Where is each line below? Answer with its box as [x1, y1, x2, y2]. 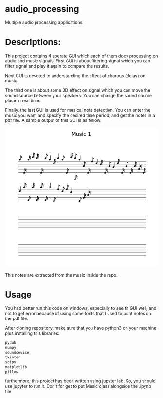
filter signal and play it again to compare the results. [5, 63, 109, 69]
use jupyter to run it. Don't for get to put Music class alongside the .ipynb [5, 383, 152, 389]
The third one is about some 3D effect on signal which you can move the [5, 87, 151, 93]
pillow [5, 369, 18, 374]
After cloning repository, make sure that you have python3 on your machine [5, 325, 157, 331]
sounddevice [5, 350, 29, 355]
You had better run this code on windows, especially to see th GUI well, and [5, 305, 157, 311]
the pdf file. [5, 316, 28, 321]
